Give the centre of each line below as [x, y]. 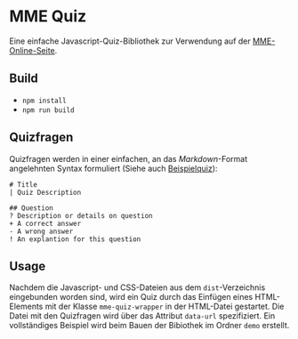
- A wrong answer [41, 231]
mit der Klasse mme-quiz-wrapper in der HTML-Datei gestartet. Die [165, 307]
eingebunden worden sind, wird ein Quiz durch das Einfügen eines [131, 297]
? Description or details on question [81, 215]
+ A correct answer [45, 223]
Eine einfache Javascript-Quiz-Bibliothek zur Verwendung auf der [130, 41]
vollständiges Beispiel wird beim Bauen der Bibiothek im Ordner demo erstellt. [149, 326]
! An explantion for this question [75, 239]
